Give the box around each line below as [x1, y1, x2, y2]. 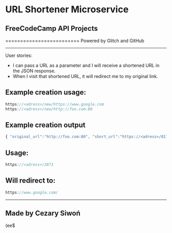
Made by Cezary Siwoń [5, 209, 81, 218]
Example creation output [5, 121, 85, 129]
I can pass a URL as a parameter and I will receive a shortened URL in [12, 63, 160, 68]
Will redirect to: [5, 176, 56, 185]
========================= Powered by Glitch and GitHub [5, 37, 144, 44]
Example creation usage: [5, 88, 87, 97]
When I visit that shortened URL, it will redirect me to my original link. [12, 73, 158, 79]
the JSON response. [12, 68, 56, 74]
